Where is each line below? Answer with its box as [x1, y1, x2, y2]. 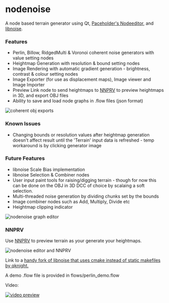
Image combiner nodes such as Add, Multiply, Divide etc [12, 198, 130, 205]
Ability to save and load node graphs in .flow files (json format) [12, 98, 144, 104]
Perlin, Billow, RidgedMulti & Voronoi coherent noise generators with [12, 49, 154, 56]
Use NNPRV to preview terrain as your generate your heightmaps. [5, 238, 142, 244]
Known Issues [5, 120, 41, 127]
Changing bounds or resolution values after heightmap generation [12, 132, 150, 138]
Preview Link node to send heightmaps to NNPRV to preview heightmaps [12, 87, 164, 93]
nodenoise [5, 4, 51, 15]
